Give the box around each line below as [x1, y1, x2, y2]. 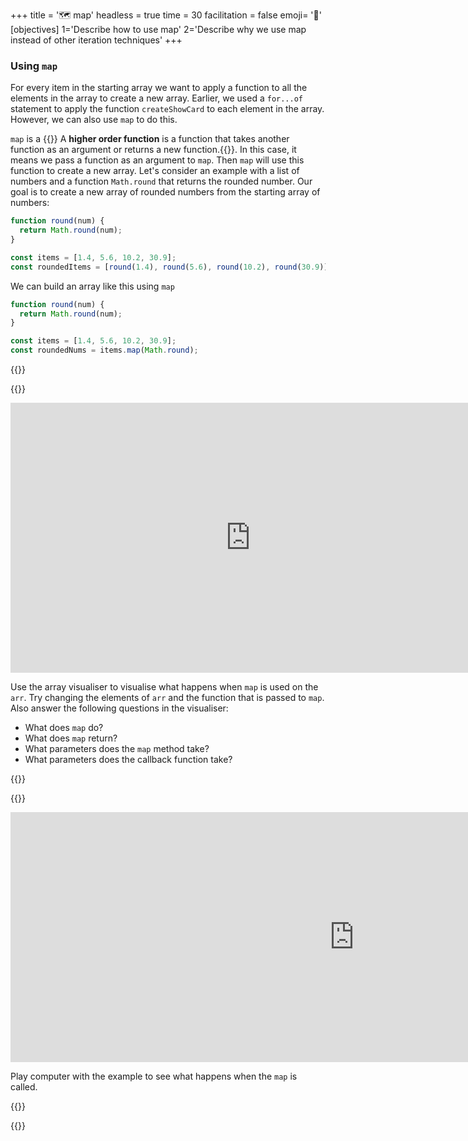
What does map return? [24, 732, 118, 744]
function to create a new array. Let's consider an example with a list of [10, 165, 300, 177]
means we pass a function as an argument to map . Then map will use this [10, 154, 305, 166]
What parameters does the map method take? [24, 743, 210, 755]
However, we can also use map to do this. [10, 114, 178, 126]
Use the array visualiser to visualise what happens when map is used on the [10, 681, 319, 693]
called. [10, 1081, 38, 1093]
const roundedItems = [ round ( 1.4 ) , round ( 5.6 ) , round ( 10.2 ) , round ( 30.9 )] [10, 262, 329, 272]
